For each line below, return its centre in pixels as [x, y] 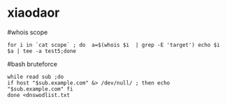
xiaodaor [34, 13]
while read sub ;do [36, 77]
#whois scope [28, 32]
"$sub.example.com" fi [40, 89]
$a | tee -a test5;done [42, 51]
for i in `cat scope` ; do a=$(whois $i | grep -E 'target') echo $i [113, 45]
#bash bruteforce [32, 64]
